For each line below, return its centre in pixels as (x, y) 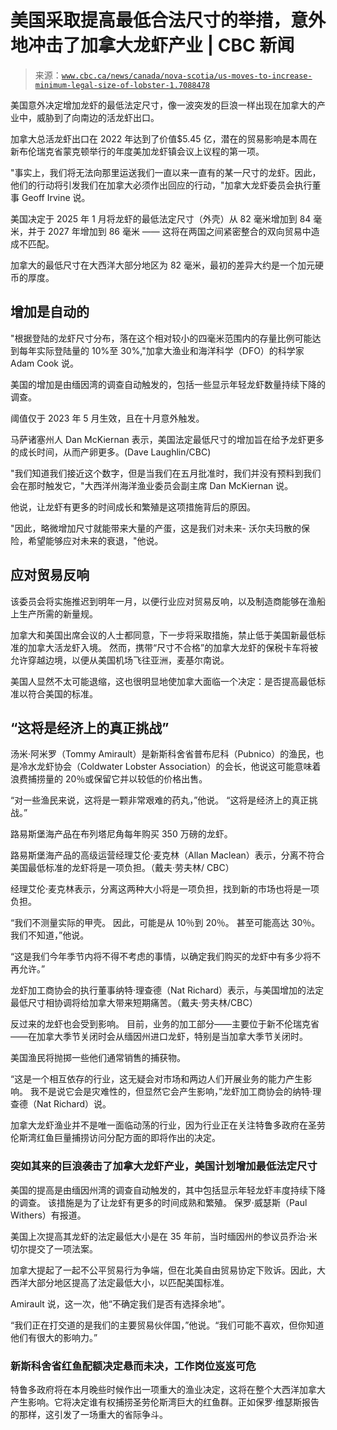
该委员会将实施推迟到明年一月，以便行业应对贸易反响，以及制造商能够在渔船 (168, 601)
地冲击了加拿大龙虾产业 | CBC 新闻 (152, 45)
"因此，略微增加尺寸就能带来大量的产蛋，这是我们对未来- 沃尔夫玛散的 (156, 528)
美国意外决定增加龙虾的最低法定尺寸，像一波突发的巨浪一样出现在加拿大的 (163, 105)
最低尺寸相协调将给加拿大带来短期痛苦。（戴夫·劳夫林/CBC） (134, 1003)
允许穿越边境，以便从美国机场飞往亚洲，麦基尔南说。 (120, 660)
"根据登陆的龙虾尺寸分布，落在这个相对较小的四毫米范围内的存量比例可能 (161, 338)
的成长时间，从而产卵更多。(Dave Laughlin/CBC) (111, 452)
